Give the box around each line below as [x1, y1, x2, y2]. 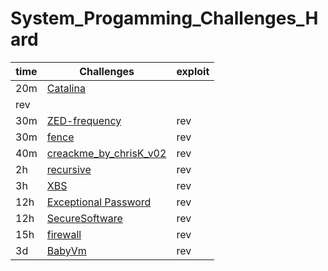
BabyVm [46, 243, 87, 257]
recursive [46, 162, 92, 176]
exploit [176, 64, 210, 78]
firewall [46, 227, 82, 241]
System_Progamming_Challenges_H [10, 7, 319, 30]
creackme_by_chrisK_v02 [46, 146, 167, 160]
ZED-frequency [46, 113, 122, 127]
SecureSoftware [46, 211, 123, 225]
